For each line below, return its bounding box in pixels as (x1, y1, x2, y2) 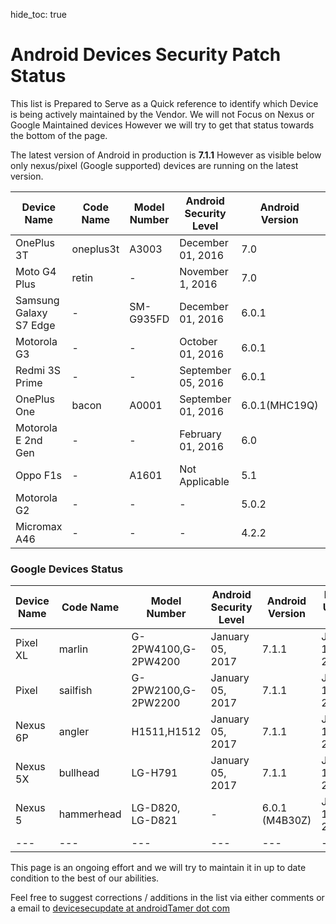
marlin (58, 642, 89, 656)
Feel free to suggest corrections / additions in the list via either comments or (10, 892, 325, 904)
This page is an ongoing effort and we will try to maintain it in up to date (10, 862, 307, 874)
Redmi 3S (15, 363, 62, 377)
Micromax (15, 519, 63, 533)
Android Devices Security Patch (10, 44, 282, 66)
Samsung (15, 293, 60, 307)
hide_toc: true (10, 9, 67, 20)
